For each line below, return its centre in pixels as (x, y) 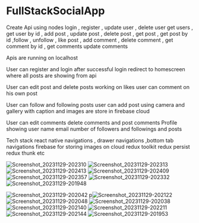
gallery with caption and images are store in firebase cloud (78, 111)
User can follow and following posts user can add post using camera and (96, 104)
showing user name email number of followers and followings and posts (94, 129)
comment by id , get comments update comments (67, 46)
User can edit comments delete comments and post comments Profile (92, 122)
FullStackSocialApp (56, 11)
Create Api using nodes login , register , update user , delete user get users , (99, 27)
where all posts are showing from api (51, 75)
